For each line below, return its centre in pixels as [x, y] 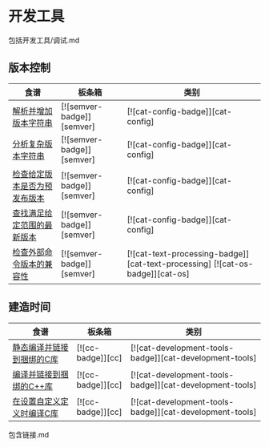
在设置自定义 [37, 401]
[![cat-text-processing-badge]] [188, 253]
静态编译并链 [37, 347]
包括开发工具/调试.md [44, 40]
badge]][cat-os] [158, 273]
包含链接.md [29, 434]
